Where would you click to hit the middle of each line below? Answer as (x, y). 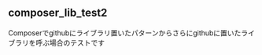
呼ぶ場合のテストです (70, 42)
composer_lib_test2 (58, 13)
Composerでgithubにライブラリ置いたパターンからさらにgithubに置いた (125, 33)
